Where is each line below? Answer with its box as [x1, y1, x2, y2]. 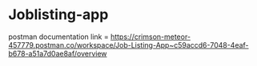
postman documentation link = [8, 32, 110, 41]
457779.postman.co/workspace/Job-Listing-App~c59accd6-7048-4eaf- [8, 40, 250, 49]
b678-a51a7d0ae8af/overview [8, 49, 107, 58]
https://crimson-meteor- [110, 32, 191, 41]
